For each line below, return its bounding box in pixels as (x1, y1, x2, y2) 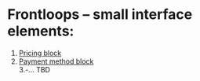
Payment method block (18, 57, 94, 66)
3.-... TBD (18, 64, 50, 74)
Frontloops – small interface (7, 6, 193, 24)
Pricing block (18, 48, 62, 57)
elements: (7, 22, 75, 40)
